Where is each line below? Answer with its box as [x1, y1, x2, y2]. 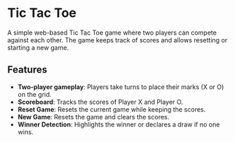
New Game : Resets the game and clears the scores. [17, 112, 170, 121]
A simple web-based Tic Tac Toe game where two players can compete [7, 28, 217, 37]
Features [7, 64, 47, 76]
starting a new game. [7, 43, 69, 52]
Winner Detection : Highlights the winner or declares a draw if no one [17, 120, 220, 129]
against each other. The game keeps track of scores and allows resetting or [7, 35, 228, 44]
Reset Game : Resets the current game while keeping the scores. [17, 105, 206, 114]
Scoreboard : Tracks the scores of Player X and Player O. [17, 97, 183, 106]
